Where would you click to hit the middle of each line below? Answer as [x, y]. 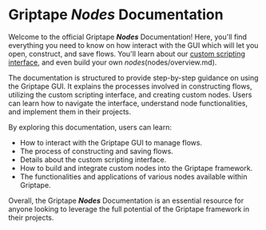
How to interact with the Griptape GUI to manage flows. [111, 142]
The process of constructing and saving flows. [96, 151]
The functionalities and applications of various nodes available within [133, 176]
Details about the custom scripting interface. [93, 159]
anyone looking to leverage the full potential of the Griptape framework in [129, 208]
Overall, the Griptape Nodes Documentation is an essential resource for [126, 200]
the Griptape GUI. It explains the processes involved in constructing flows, [131, 86]
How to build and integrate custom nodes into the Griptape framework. [136, 168]
